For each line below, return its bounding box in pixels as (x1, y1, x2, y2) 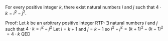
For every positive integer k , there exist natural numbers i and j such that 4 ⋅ (5, 4, 161, 10)
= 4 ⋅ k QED (7, 31, 31, 37)
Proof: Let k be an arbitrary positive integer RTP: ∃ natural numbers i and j (5, 20, 158, 26)
